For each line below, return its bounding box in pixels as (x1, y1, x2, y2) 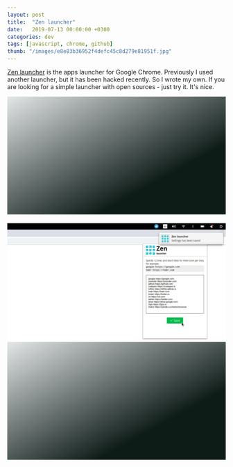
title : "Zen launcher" (7, 18, 76, 26)
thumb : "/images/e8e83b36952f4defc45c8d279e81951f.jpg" (7, 48, 172, 55)
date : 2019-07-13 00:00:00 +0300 (7, 26, 110, 33)
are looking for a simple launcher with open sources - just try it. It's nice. (7, 83, 215, 90)
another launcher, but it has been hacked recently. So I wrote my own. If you (7, 75, 225, 84)
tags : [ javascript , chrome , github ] (7, 40, 113, 48)
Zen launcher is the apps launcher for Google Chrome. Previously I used (7, 68, 214, 76)
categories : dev (7, 33, 54, 40)
